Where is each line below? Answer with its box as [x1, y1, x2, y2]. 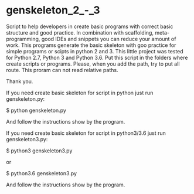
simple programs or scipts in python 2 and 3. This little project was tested [6, 47, 183, 55]
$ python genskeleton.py [6, 107, 66, 114]
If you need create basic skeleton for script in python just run [6, 89, 154, 96]
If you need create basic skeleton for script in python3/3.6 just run [6, 130, 166, 137]
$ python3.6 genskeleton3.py [6, 169, 77, 176]
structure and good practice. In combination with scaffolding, [6, 29, 154, 36]
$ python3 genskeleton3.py [6, 147, 73, 154]
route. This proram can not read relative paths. [6, 66, 118, 73]
